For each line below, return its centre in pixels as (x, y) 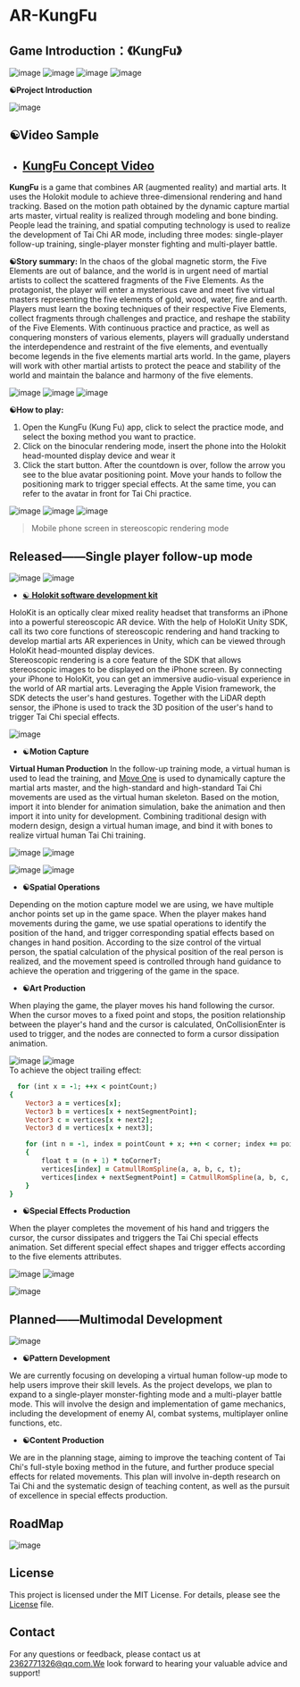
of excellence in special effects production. (88, 1496)
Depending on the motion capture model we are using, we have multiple (142, 905)
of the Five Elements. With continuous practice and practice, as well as (140, 328)
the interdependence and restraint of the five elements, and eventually (139, 347)
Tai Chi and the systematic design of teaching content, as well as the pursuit (150, 1486)
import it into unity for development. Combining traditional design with (138, 816)
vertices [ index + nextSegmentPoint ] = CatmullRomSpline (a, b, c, (166, 1177)
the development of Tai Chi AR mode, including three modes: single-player (146, 235)
